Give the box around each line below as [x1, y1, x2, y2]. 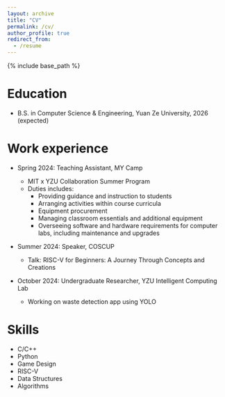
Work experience [7, 140, 109, 156]
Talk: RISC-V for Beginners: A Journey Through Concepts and [27, 255, 205, 264]
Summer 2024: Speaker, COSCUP [17, 242, 115, 250]
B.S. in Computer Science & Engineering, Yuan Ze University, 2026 [17, 108, 208, 117]
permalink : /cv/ [7, 23, 54, 30]
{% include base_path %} [7, 62, 81, 70]
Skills [7, 322, 40, 338]
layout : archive [7, 10, 54, 17]
